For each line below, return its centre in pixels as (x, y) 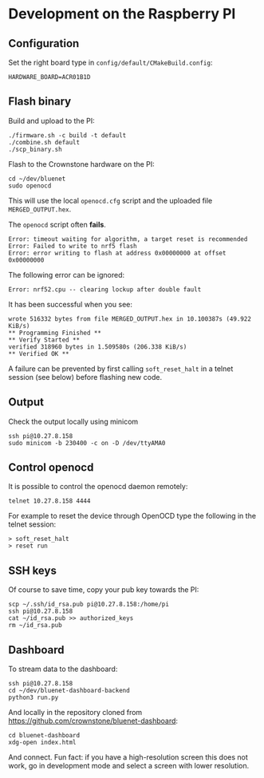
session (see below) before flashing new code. (85, 377)
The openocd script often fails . (57, 224)
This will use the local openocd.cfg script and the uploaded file (110, 200)
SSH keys (33, 570)
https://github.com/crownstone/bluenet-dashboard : (93, 721)
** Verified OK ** (39, 353)
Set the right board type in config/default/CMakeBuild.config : (110, 62)
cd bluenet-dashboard (44, 736)
